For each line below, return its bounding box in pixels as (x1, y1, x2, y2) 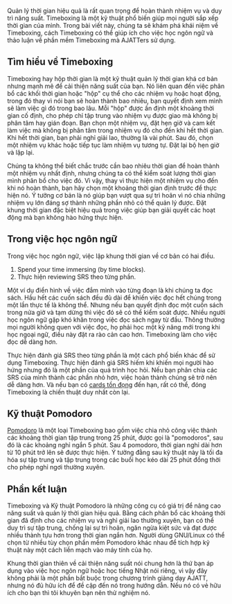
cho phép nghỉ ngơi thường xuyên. (7, 463, 105, 472)
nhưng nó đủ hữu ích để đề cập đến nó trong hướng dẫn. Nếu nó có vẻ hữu (7, 581, 222, 589)
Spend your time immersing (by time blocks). (17, 265, 146, 273)
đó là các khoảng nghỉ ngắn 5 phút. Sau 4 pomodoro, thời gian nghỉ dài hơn (7, 441, 223, 449)
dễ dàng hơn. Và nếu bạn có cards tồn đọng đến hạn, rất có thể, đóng (7, 380, 206, 388)
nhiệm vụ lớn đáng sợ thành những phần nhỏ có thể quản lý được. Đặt (7, 198, 206, 207)
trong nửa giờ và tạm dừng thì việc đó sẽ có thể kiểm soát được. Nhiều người (7, 308, 226, 316)
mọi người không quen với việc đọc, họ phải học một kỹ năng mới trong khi (7, 322, 220, 331)
